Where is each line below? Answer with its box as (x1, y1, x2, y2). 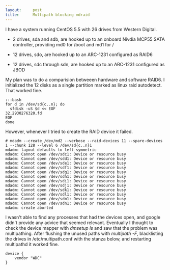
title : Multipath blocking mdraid (5, 12, 90, 17)
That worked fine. (5, 87, 42, 93)
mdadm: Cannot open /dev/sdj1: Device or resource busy (5, 183, 126, 188)
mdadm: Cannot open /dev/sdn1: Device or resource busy (5, 201, 126, 206)
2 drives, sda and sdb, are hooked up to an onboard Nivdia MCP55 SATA (12, 36, 165, 42)
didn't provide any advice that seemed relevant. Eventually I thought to (5, 220, 154, 226)
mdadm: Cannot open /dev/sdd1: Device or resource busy (5, 156, 126, 161)
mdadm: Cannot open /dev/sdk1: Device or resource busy (5, 187, 126, 193)
